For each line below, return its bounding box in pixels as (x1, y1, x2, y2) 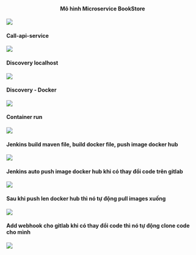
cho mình (6, 229, 31, 236)
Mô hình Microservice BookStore (60, 5, 145, 12)
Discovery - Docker (6, 86, 57, 94)
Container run (6, 113, 43, 121)
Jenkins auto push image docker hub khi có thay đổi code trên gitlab (6, 168, 183, 175)
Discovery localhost (6, 59, 59, 66)
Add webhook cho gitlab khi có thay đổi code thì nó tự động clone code (6, 222, 190, 229)
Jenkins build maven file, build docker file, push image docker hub (6, 140, 178, 148)
